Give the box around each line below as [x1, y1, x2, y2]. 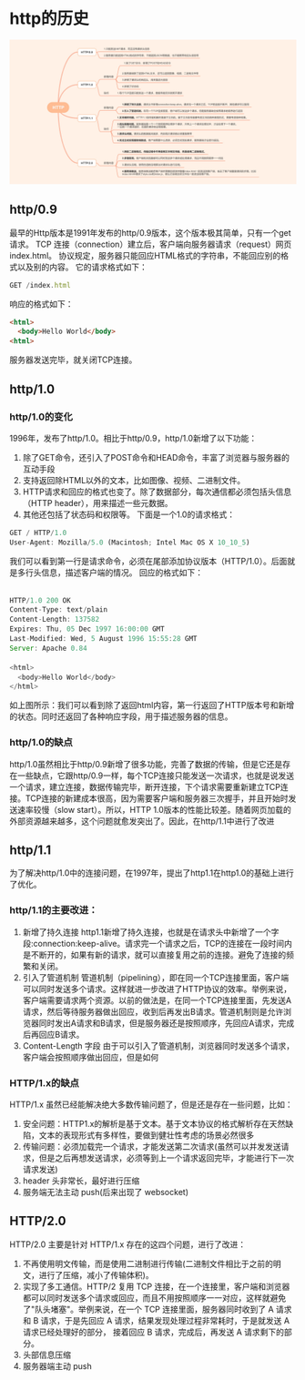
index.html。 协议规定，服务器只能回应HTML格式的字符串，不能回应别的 [9, 249, 281, 260]
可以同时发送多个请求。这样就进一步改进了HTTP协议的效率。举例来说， [22, 983, 292, 994]
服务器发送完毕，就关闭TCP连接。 [9, 354, 137, 365]
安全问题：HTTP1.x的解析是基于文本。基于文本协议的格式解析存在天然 [22, 1118, 286, 1129]
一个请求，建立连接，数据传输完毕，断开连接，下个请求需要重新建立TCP [9, 781, 280, 792]
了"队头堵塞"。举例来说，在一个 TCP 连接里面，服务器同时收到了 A [22, 1304, 275, 1314]
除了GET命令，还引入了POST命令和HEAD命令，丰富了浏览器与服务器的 [22, 452, 290, 462]
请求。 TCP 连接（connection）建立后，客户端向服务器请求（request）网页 [9, 238, 292, 249]
